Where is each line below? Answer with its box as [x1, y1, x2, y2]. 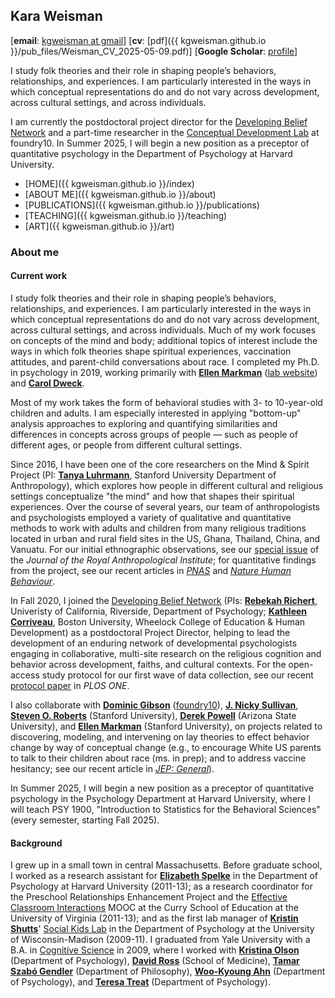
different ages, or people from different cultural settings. [10, 439, 243, 451]
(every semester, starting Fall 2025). [10, 814, 160, 826]
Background [10, 837, 63, 849]
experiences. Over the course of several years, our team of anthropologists [10, 500, 321, 513]
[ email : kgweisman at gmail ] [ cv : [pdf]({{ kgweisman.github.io [10, 34, 267, 46]
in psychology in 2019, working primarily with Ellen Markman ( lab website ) [10, 366, 318, 378]
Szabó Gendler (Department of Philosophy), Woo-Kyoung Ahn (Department [10, 965, 326, 978]
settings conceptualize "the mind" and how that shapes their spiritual [10, 490, 295, 502]
